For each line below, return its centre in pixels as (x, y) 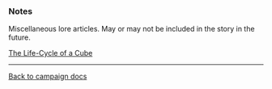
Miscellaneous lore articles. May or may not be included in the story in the (132, 29)
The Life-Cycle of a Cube (51, 53)
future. (19, 37)
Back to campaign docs (48, 76)
